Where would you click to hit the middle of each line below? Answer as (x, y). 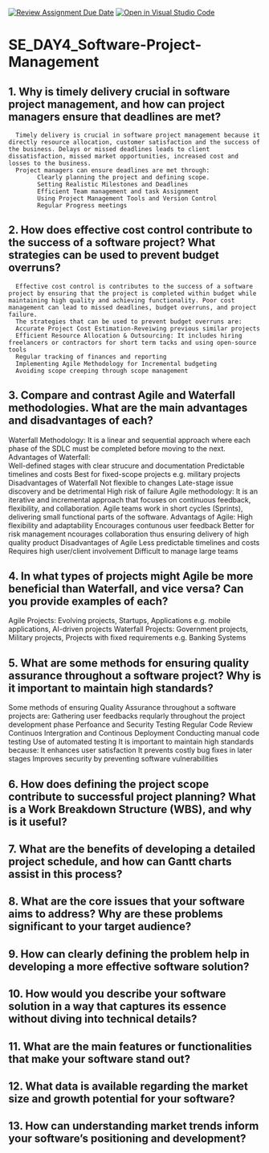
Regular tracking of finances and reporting (91, 357)
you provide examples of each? (88, 602)
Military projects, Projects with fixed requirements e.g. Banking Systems (127, 638)
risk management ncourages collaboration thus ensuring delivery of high (128, 534)
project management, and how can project (116, 104)
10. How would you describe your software (117, 994)
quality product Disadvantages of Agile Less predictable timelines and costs (134, 542)
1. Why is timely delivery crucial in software (119, 91)
